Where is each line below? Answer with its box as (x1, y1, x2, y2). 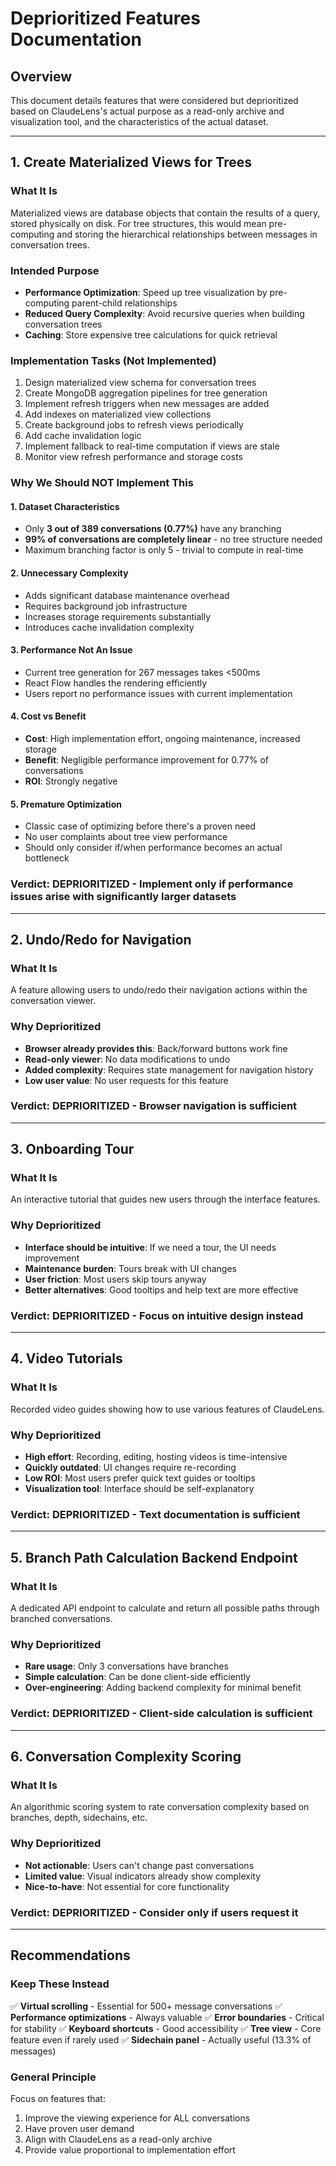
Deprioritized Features (10, 7, 201, 30)
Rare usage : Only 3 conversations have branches (24, 1660, 229, 1672)
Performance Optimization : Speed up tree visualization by (24, 286, 268, 298)
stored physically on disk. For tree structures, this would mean (10, 217, 267, 229)
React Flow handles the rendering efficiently (24, 677, 208, 689)
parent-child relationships (71, 297, 178, 309)
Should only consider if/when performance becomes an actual (24, 842, 283, 854)
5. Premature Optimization (10, 798, 122, 810)
